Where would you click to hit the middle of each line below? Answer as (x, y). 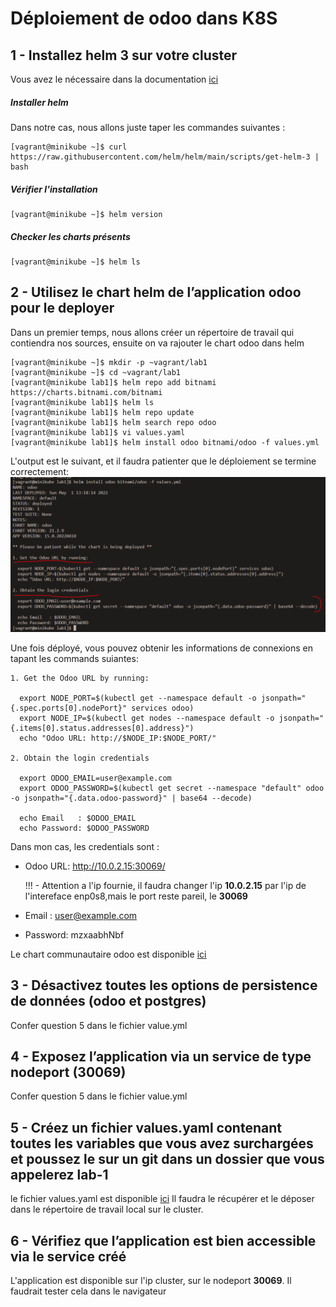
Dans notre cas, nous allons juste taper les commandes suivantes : (148, 127)
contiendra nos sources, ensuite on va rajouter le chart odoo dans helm (157, 343)
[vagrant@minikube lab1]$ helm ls (82, 402)
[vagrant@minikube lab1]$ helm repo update (102, 412)
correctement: (39, 471)
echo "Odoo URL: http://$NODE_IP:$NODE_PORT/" (118, 738)
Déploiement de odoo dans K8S (144, 18)
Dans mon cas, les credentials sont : (85, 846)
